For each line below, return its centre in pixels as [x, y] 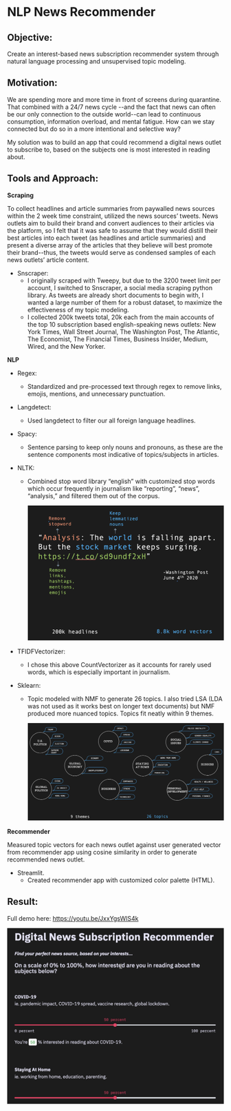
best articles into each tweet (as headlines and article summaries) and [107, 238]
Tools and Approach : [53, 179]
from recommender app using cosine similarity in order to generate [102, 852]
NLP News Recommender [81, 12]
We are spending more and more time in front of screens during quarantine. [114, 99]
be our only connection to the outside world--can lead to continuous [104, 114]
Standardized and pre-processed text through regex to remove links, [124, 386]
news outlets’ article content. [48, 260]
